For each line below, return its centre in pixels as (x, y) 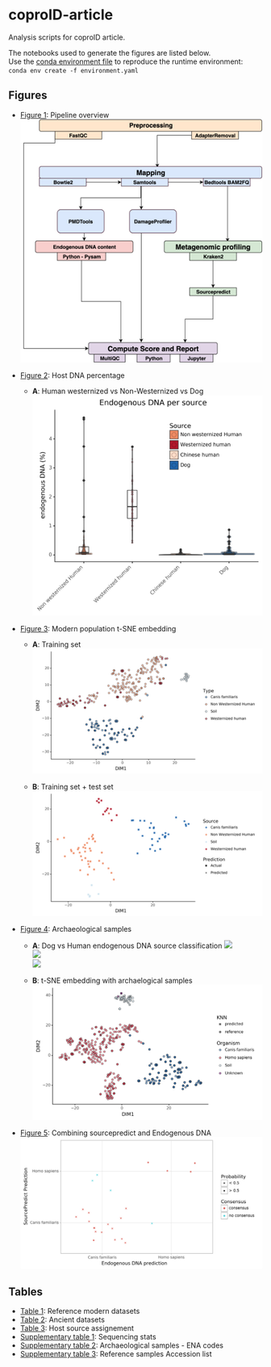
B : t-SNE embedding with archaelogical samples (112, 981)
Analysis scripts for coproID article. (67, 37)
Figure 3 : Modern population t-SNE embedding (98, 629)
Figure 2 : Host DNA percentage (72, 375)
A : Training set (56, 644)
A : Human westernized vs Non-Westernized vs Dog (118, 391)
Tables (25, 1292)
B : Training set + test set (73, 787)
